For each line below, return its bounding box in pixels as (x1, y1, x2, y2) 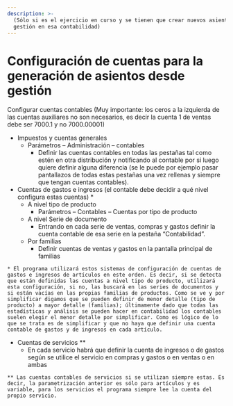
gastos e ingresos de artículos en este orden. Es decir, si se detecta (7, 272, 222, 279)
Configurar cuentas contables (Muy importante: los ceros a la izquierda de (7, 106, 220, 114)
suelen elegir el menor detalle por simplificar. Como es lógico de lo (7, 314, 218, 321)
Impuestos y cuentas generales (17, 133, 107, 143)
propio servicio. (7, 392, 58, 400)
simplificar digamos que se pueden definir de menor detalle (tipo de (7, 296, 216, 303)
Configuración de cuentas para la (7, 53, 203, 69)
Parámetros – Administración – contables (27, 141, 145, 149)
